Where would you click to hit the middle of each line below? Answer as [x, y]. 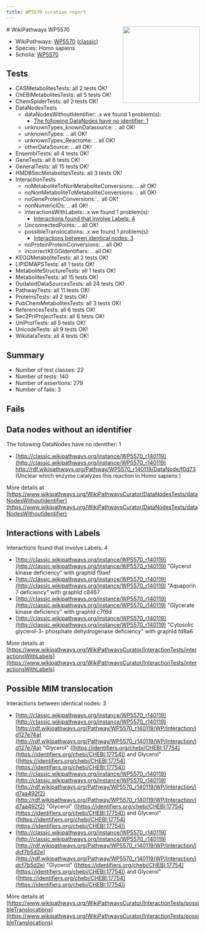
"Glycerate [181, 605]
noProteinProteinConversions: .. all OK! [73, 245]
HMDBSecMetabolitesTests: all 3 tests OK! [69, 173]
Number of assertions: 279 [49, 383]
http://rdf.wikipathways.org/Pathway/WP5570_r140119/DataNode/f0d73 [105, 469]
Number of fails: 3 [38, 389]
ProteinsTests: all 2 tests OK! [51, 297]
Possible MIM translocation [60, 688]
